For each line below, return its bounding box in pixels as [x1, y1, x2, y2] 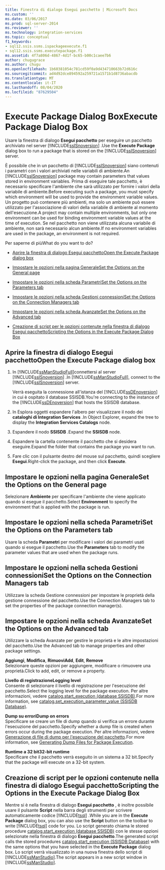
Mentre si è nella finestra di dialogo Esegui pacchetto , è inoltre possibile [5, 802, 154, 808]
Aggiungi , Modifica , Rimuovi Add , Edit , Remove [5, 657, 103, 663]
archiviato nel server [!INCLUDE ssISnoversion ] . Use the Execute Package [5, 143, 155, 149]
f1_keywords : [5, 39, 32, 44]
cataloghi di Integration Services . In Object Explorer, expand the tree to [12, 414, 159, 420]
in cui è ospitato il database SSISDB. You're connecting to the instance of [12, 394, 160, 400]
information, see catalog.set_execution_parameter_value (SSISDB [5, 698, 138, 704]
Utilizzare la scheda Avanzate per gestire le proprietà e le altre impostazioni [5, 638, 159, 644]
